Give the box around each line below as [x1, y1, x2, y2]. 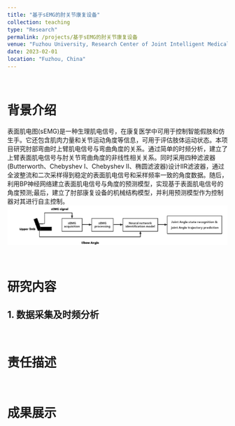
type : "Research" [7, 26, 58, 33]
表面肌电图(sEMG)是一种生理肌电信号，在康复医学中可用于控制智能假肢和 [7, 127, 219, 135]
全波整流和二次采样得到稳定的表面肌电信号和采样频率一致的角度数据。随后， [7, 170, 228, 179]
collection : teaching [7, 18, 71, 26]
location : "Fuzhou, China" [7, 56, 86, 63]
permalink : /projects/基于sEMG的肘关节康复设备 [7, 34, 138, 41]
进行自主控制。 [25, 197, 69, 205]
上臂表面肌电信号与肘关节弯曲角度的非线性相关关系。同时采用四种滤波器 [7, 153, 215, 161]
